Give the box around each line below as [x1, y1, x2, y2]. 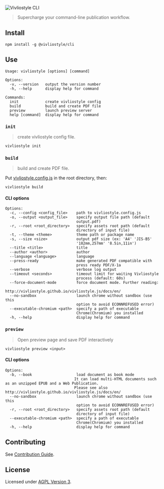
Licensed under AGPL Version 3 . [5, 479, 72, 485]
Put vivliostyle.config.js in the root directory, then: [5, 175, 107, 181]
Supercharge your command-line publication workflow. [17, 14, 131, 20]
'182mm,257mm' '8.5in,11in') [76, 241, 137, 246]
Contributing [5, 438, 46, 447]
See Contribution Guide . [5, 451, 55, 457]
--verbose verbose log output [9, 267, 117, 272]
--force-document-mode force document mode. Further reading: [9, 280, 159, 285]
